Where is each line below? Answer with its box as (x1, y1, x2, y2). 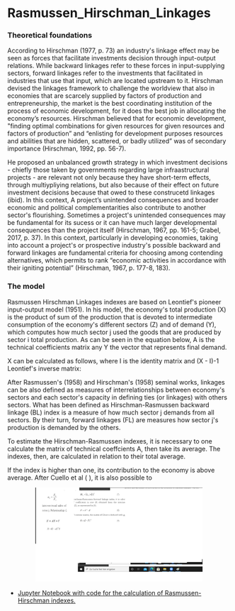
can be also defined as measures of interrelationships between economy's (7, 385, 225, 394)
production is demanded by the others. (7, 423, 121, 431)
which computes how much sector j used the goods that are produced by (7, 328, 222, 336)
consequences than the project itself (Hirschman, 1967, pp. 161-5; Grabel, (7, 226, 222, 235)
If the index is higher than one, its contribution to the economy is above (7, 466, 215, 474)
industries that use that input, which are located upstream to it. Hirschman (7, 77, 224, 85)
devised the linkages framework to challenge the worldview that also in (7, 84, 214, 93)
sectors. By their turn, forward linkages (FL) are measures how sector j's (7, 415, 219, 424)
